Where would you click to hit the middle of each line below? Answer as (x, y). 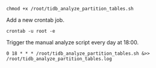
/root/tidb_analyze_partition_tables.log (59, 59)
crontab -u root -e (31, 31)
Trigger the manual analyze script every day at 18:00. (73, 42)
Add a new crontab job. (35, 20)
